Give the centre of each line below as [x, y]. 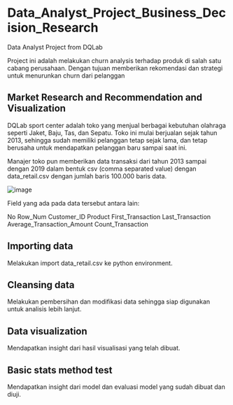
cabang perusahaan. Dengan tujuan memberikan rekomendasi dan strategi [115, 68]
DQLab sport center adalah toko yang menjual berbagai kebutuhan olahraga [116, 125]
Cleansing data [41, 285]
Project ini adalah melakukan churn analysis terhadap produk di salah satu [114, 60]
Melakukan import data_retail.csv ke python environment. [90, 263]
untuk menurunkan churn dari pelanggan [66, 76]
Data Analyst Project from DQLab [55, 47]
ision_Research [53, 28]
